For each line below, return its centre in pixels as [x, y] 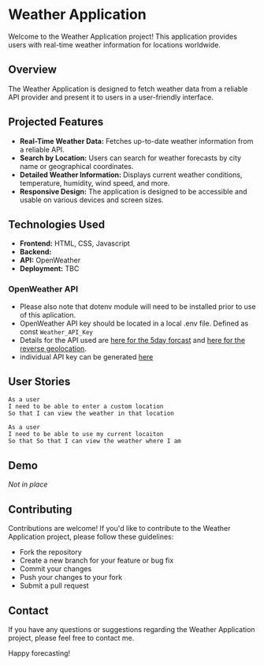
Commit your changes [56, 569]
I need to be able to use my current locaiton [86, 435]
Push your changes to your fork [71, 578]
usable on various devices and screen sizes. [91, 200]
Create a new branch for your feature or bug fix [97, 561]
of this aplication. [48, 314]
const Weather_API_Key [56, 331]
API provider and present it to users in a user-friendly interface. [111, 97]
